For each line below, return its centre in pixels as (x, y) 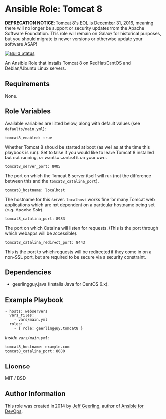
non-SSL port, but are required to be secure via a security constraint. (76, 257)
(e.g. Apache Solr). (24, 209)
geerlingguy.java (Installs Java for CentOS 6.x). (60, 284)
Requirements (27, 84)
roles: (16, 324)
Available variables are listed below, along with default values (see (73, 123)
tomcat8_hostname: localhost (35, 190)
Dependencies (28, 272)
